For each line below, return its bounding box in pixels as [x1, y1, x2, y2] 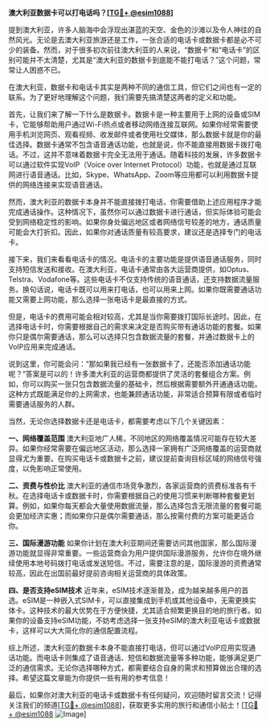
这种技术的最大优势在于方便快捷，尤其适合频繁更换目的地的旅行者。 [29, 605, 255, 615]
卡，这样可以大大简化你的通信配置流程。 [8, 626, 142, 635]
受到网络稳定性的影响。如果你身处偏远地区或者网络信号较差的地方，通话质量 [8, 217, 262, 226]
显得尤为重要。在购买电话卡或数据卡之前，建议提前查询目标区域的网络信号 [8, 454, 255, 463]
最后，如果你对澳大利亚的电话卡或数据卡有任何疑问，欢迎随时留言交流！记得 [8, 690, 262, 700]
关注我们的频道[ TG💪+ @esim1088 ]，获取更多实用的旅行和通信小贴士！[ [8, 700, 244, 709]
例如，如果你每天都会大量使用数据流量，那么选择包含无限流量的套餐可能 [22, 501, 262, 510]
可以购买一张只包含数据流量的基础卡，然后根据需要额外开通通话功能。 [29, 379, 262, 389]
